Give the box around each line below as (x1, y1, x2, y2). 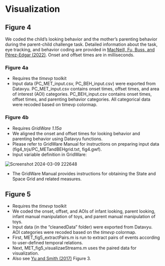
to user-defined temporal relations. (12, 240, 83, 246)
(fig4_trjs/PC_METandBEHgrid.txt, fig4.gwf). (12, 146, 102, 152)
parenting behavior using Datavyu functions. (12, 136, 102, 142)
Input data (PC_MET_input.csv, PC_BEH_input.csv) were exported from (12, 80, 156, 87)
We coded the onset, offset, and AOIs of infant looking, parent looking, (12, 208, 156, 214)
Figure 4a (5, 64, 29, 71)
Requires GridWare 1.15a (12, 125, 62, 131)
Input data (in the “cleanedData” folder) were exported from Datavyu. (12, 224, 153, 230)
